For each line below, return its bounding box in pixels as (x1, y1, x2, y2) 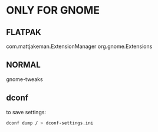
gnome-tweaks (6, 75, 43, 83)
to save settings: (6, 108, 46, 115)
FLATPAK (6, 27, 41, 37)
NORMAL (6, 60, 41, 70)
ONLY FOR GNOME (6, 4, 100, 17)
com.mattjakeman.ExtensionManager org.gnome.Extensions (6, 43, 153, 50)
